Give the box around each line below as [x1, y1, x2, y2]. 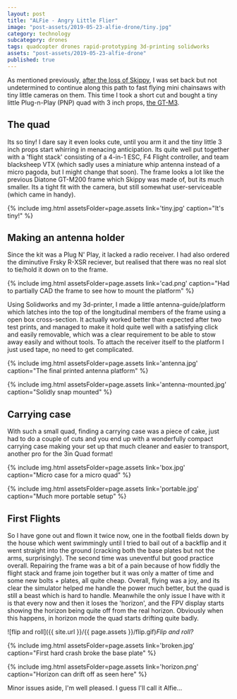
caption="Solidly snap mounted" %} [7, 388, 113, 397]
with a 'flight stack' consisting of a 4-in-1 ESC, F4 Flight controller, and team [7, 153, 229, 161]
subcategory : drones [7, 37, 68, 44]
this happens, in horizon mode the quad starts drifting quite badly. [7, 614, 200, 622]
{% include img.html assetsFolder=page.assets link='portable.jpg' [7, 485, 199, 493]
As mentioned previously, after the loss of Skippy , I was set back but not [7, 76, 217, 84]
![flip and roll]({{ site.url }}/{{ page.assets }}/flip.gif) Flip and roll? [7, 628, 194, 636]
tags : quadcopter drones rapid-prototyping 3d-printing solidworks [7, 43, 210, 50]
